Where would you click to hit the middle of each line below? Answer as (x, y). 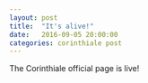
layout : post (34, 18)
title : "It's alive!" (52, 26)
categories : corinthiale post (66, 43)
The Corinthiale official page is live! (74, 69)
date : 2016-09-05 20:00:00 (64, 34)
